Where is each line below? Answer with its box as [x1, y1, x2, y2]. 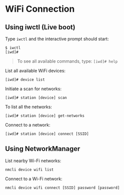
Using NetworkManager [5, 145, 80, 153]
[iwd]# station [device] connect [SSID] [5, 131, 90, 136]
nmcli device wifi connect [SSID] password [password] [5, 185, 120, 190]
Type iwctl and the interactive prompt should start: [5, 36, 109, 42]
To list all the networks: [5, 104, 52, 110]
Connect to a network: [5, 122, 51, 128]
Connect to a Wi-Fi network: [5, 175, 62, 182]
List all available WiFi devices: [5, 68, 65, 73]
